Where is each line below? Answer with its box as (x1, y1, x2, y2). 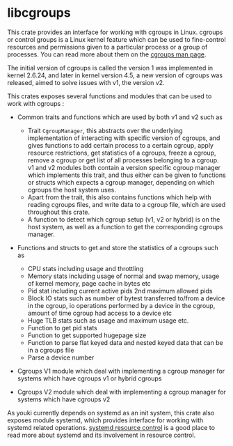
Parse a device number (27, 353, 95, 362)
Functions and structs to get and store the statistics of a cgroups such (17, 243, 219, 252)
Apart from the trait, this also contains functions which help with (27, 193, 212, 201)
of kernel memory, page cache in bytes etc (27, 279, 151, 287)
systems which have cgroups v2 (17, 395, 111, 403)
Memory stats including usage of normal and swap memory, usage (27, 272, 220, 280)
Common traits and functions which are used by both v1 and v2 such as (17, 113, 223, 121)
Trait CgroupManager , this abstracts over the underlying (27, 126, 183, 134)
